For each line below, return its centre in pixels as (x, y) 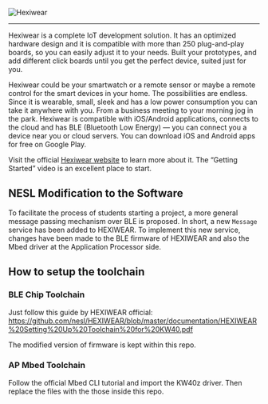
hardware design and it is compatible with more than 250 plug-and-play (126, 44)
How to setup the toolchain (77, 272)
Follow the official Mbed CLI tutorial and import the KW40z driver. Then (125, 382)
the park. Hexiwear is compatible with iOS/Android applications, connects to (134, 119)
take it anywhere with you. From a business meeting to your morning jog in (131, 110)
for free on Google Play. (47, 144)
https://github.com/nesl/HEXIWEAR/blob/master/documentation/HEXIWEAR (133, 321)
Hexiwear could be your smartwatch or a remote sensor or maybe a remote (132, 85)
